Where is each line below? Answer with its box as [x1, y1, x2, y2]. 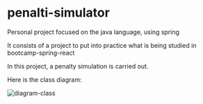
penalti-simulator [7, 5, 110, 21]
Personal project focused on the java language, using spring [7, 28, 179, 36]
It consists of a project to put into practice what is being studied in [7, 41, 197, 49]
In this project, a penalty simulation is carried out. [7, 62, 149, 70]
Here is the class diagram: [7, 75, 82, 84]
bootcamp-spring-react [7, 49, 75, 57]
